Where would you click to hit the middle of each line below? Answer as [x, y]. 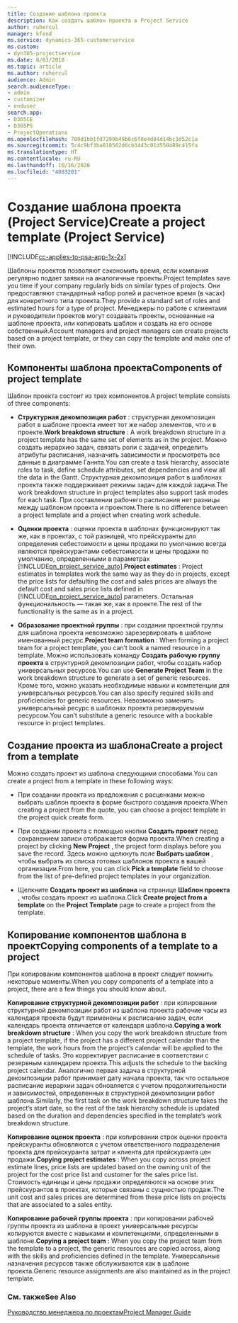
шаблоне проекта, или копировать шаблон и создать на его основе [110, 323]
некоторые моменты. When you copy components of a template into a [110, 981]
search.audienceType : [39, 86]
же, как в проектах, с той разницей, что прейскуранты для [107, 536]
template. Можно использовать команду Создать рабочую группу [119, 655]
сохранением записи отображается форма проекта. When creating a [121, 839]
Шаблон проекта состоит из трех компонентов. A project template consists [119, 396]
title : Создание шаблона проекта [57, 14]
